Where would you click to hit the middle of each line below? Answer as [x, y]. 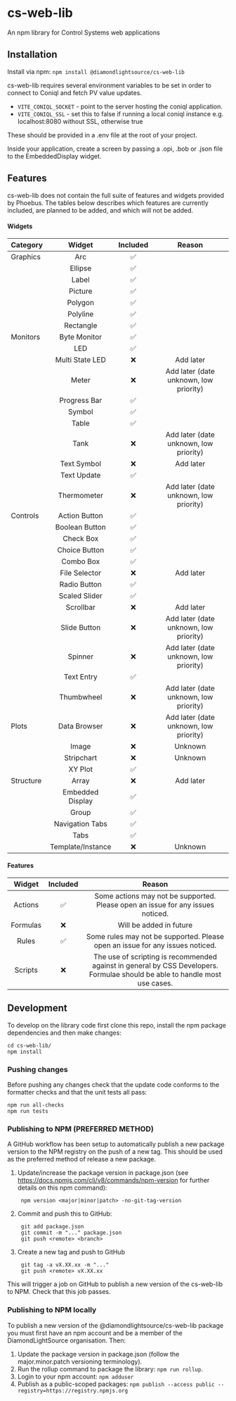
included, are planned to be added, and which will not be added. [100, 210]
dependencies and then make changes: [64, 1033]
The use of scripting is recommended [156, 957]
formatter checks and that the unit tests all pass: [77, 1092]
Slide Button [81, 627]
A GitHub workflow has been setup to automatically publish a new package [116, 1144]
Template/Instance [80, 847]
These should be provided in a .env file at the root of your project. [103, 135]
